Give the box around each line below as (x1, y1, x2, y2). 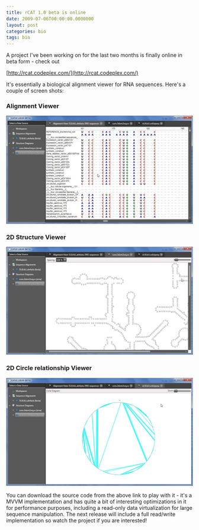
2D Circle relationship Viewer (6, 364, 92, 372)
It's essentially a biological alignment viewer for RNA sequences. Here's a (6, 81, 186, 88)
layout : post (6, 22, 38, 28)
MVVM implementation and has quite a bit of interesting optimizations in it (6, 498, 187, 505)
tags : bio (6, 34, 31, 41)
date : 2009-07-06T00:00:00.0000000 (6, 15, 94, 22)
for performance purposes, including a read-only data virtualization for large (6, 505, 192, 512)
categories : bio (6, 28, 46, 34)
